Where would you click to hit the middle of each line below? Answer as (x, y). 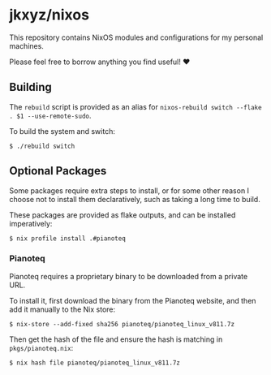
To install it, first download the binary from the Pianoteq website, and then (133, 300)
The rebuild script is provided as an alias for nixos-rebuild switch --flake (135, 106)
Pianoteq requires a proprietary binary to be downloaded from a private (129, 276)
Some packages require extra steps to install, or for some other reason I (129, 190)
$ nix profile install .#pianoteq (68, 238)
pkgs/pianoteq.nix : (41, 347)
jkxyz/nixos (49, 15)
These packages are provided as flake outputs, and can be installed (123, 215)
